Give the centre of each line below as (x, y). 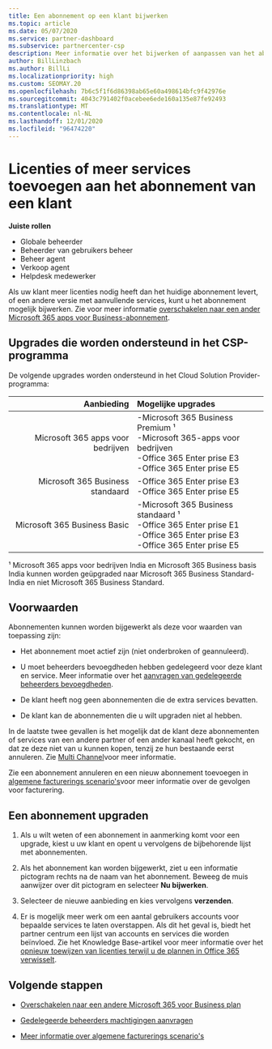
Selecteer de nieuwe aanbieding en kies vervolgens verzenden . (127, 901)
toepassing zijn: (35, 636)
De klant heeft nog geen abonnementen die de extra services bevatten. (139, 700)
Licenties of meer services (100, 169)
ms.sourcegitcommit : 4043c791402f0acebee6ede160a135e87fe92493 (117, 99)
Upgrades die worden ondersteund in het (114, 343)
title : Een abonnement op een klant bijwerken (88, 16)
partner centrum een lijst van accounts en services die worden (124, 934)
